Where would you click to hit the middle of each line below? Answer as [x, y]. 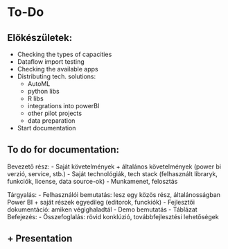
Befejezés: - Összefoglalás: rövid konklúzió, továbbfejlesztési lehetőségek [113, 216]
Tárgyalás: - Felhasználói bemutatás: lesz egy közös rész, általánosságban [114, 194]
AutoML [39, 84]
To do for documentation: [63, 150]
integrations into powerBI [63, 106]
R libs [35, 98]
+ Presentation [40, 239]
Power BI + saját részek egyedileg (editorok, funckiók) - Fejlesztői [101, 202]
